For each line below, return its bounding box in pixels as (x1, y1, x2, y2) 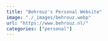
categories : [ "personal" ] (6, 25, 72, 32)
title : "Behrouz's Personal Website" (6, 8, 103, 15)
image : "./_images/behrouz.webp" (6, 14, 92, 20)
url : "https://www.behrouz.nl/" (6, 20, 88, 26)
